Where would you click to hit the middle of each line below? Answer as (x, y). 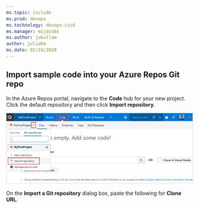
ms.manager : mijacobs (33, 31)
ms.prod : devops (26, 19)
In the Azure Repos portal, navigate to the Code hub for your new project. (96, 98)
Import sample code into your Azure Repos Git (93, 75)
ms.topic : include (29, 12)
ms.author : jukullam (32, 38)
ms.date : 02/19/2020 (32, 50)
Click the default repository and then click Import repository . (81, 104)
